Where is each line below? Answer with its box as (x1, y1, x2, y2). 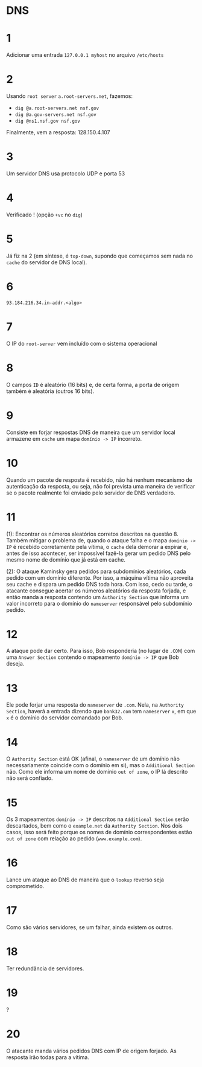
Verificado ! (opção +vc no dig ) (6, 211, 83, 218)
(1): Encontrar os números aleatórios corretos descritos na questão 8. (6, 530, 179, 537)
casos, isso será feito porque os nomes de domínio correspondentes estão (6, 829, 192, 836)
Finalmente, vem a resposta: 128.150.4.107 (6, 129, 110, 136)
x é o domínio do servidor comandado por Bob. (6, 714, 124, 721)
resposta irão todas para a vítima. (6, 1053, 89, 1061)
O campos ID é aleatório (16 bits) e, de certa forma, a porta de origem (6, 381, 180, 388)
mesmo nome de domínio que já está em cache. (6, 556, 125, 563)
